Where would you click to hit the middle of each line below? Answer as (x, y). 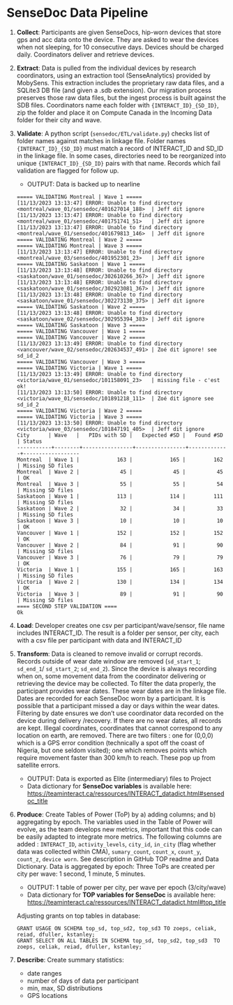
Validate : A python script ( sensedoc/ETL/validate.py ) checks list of (113, 133)
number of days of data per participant (83, 981)
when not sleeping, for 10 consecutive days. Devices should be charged (120, 47)
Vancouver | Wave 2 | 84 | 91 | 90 (120, 545)
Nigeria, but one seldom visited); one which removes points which (112, 750)
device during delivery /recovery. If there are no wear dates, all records (119, 720)
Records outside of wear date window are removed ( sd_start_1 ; (108, 661)
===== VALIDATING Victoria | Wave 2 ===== (79, 411)
